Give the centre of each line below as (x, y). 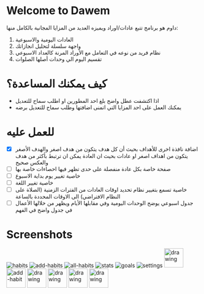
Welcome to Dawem (58, 11)
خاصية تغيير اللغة (34, 183)
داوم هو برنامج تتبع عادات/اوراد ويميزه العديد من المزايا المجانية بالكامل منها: (93, 28)
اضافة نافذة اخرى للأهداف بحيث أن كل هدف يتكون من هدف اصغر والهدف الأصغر (106, 149)
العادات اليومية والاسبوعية (44, 39)
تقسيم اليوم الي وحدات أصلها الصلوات (59, 59)
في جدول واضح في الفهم (43, 210)
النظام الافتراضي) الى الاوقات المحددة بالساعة (68, 197)
